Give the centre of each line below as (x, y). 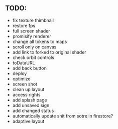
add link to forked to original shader (49, 52)
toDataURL (24, 62)
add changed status (33, 110)
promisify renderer (32, 36)
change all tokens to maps (40, 41)
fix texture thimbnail (33, 20)
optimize (22, 78)
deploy (20, 73)
